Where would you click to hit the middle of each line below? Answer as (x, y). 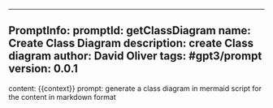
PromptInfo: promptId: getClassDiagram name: (130, 30)
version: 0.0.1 (43, 69)
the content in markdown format (62, 97)
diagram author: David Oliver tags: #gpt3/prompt (135, 56)
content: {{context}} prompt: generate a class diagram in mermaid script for (135, 88)
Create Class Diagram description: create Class (131, 43)
